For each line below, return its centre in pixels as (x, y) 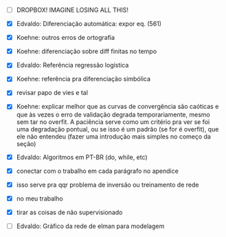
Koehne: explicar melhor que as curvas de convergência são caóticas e (117, 107)
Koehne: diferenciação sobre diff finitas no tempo (87, 52)
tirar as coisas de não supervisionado (69, 212)
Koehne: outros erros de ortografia (65, 38)
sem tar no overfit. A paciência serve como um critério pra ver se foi (113, 122)
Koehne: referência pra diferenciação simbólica (83, 79)
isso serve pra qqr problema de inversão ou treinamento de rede (108, 185)
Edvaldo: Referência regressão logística (72, 65)
